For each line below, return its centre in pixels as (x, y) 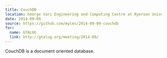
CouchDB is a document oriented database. (50, 51)
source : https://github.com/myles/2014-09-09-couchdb (62, 23)
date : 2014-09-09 (23, 19)
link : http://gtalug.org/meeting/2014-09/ (54, 37)
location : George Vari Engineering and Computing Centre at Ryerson (78, 14)
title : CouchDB (21, 10)
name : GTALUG (23, 32)
